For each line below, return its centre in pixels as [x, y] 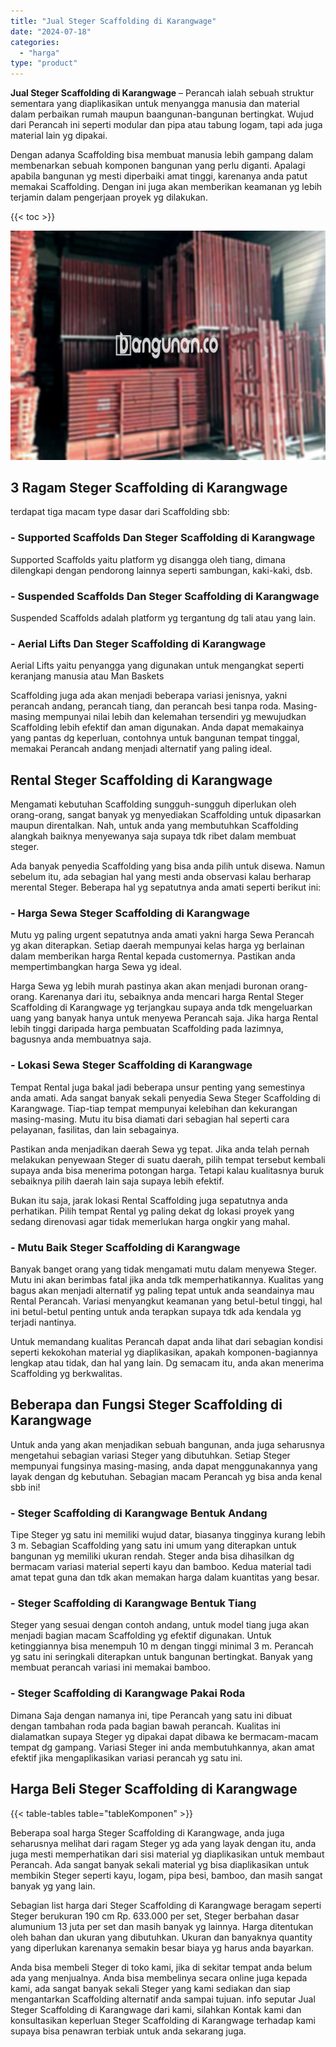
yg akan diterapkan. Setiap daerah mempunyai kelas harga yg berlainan [157, 946]
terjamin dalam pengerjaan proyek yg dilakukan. [109, 197]
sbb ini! [25, 1487]
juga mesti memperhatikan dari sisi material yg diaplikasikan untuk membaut [167, 1854]
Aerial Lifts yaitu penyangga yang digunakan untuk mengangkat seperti [157, 666]
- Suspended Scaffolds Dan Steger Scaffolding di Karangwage [165, 596]
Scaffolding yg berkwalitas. [66, 1374]
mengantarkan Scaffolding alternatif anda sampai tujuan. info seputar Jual [163, 1999]
